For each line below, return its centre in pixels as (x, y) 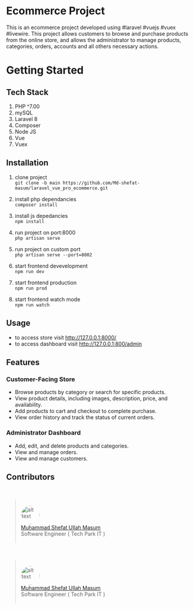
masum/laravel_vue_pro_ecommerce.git (61, 188)
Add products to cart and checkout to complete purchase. (86, 411)
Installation (27, 163)
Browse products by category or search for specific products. (90, 392)
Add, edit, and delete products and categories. (71, 446)
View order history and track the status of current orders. (85, 417)
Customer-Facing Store (41, 379)
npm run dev (29, 271)
